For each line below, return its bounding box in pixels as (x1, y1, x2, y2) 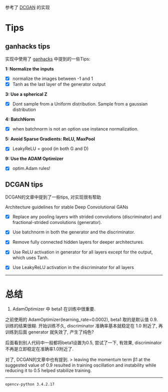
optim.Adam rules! (12, 165, 50, 171)
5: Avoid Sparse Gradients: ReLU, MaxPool (5, 136, 95, 142)
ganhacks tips (5, 42, 50, 50)
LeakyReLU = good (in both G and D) (12, 145, 89, 151)
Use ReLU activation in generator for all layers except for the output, (12, 249, 153, 255)
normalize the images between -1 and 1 (12, 75, 93, 81)
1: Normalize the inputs (5, 66, 54, 71)
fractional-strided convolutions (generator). (12, 219, 102, 225)
